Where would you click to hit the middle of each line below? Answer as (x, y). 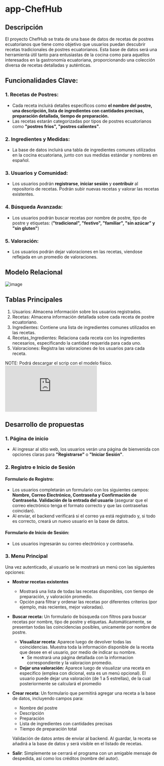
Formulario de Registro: (30, 479)
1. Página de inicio (27, 438)
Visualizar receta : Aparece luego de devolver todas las (75, 641)
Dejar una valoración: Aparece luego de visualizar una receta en (85, 668)
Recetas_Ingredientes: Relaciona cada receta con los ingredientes (79, 338)
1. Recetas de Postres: (32, 95)
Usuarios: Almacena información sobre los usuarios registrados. (77, 312)
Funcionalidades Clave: (42, 80)
